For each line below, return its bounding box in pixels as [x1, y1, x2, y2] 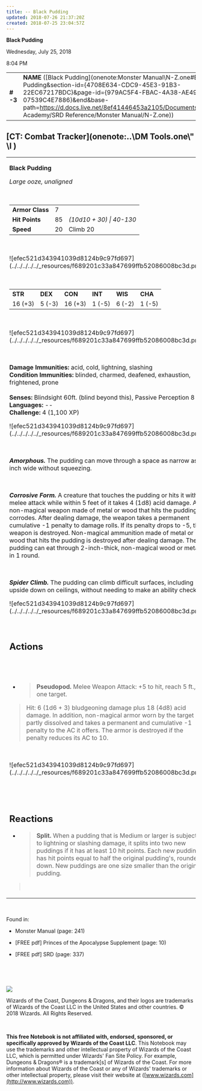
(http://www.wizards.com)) [6, 1078, 73, 1085]
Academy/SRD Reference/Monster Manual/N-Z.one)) [23, 111, 174, 119]
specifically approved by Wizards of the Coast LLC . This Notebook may [6, 1039, 187, 1046]
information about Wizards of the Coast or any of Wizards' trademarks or [6, 1065, 188, 1072]
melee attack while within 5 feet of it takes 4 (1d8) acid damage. [9, 499, 191, 507]
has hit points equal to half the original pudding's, [36, 854, 176, 862]
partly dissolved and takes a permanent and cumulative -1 [26, 719, 192, 727]
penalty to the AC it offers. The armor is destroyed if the [26, 726, 183, 735]
